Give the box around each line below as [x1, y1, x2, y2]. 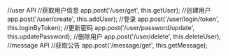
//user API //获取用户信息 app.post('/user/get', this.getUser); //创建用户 [7, 6, 211, 14]
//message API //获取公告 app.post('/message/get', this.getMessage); [7, 41, 208, 49]
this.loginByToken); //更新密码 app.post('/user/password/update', [7, 24, 195, 31]
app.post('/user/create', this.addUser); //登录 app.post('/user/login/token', [7, 15, 220, 23]
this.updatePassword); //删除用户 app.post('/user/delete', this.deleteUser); [7, 32, 222, 41]
